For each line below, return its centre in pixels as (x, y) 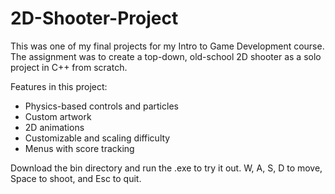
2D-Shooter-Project (94, 18)
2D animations (54, 127)
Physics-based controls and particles (101, 106)
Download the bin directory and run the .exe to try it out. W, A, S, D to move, (166, 168)
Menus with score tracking (79, 148)
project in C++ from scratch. (69, 67)
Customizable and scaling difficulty (97, 138)
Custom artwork (58, 116)
